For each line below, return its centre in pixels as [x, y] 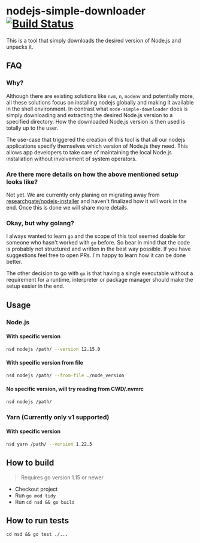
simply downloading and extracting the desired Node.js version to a [90, 115]
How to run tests [38, 520]
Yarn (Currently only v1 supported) [58, 417]
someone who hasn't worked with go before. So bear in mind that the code [98, 243]
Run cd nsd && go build [45, 502]
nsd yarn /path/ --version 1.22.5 [49, 444]
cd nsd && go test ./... [37, 535]
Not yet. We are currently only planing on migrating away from [83, 195]
